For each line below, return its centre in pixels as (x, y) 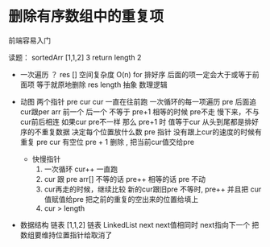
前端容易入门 (29, 40)
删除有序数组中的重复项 (86, 16)
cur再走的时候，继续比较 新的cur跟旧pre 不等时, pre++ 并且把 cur (153, 189)
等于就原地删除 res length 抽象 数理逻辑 (102, 84)
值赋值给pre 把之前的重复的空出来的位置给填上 (121, 199)
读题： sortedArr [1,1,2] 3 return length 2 (75, 57)
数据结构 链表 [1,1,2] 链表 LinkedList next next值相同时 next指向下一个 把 (139, 224)
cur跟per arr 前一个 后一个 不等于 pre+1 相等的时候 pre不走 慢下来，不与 (139, 111)
